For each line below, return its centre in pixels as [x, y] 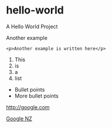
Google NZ [19, 119]
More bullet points [36, 96]
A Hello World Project [32, 26]
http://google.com [28, 107]
